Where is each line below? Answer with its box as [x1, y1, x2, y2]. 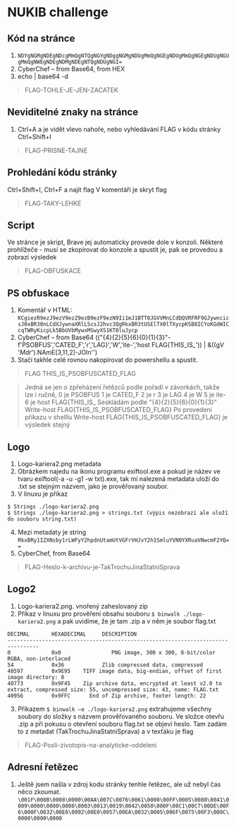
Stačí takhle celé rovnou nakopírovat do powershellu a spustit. [17, 355, 199, 364]
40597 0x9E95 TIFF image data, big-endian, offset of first [7, 667, 222, 674]
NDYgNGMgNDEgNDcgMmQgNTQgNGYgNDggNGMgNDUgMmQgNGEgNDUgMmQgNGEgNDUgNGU [17, 52, 230, 59]
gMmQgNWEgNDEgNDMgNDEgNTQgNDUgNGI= [17, 59, 123, 66]
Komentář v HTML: [17, 306, 73, 315]
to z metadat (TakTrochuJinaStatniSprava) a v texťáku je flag [17, 727, 194, 736]
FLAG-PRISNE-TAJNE [24, 146, 88, 154]
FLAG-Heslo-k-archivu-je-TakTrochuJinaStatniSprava [24, 563, 180, 571]
